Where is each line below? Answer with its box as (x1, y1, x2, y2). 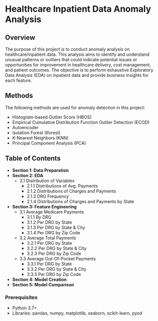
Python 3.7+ (12, 305, 37, 311)
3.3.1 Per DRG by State (26, 261, 72, 267)
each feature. (5, 77, 32, 83)
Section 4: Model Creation (12, 276, 67, 282)
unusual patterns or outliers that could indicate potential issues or (5, 57, 137, 62)
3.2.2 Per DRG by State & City (26, 245, 87, 251)
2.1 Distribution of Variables (19, 178, 75, 183)
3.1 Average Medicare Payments (19, 209, 84, 215)
